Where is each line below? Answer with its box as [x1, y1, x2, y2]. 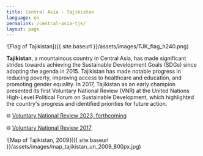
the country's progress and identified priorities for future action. [6, 100, 168, 108]
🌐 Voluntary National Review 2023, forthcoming [6, 112, 127, 119]
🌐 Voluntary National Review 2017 [6, 124, 92, 132]
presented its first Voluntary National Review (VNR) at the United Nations [6, 87, 190, 95]
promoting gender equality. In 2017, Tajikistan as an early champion [6, 81, 176, 88]
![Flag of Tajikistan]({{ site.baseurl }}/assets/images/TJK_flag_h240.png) [6, 43, 189, 50]
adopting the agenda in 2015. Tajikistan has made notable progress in [6, 68, 182, 75]
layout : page [6, 26, 40, 32]
